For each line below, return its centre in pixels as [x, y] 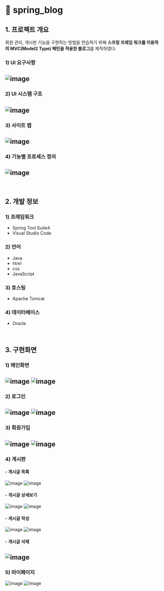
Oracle [19, 323]
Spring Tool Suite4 [31, 228]
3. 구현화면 [21, 350]
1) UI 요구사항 [20, 62]
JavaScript [23, 273]
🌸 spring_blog [34, 10]
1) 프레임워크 [20, 217]
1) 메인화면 [17, 365]
